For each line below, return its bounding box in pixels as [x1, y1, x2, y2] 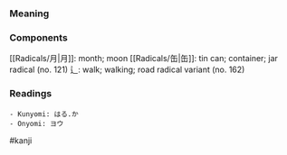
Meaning [9, 7, 50, 20]
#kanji [9, 134, 33, 146]
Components [9, 31, 68, 43]
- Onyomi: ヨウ [9, 119, 64, 128]
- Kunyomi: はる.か [9, 109, 79, 119]
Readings [9, 87, 53, 100]
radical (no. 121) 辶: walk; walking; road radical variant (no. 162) [9, 64, 245, 75]
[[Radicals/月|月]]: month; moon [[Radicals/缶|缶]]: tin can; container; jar [9, 53, 279, 64]
